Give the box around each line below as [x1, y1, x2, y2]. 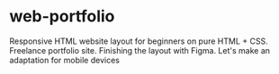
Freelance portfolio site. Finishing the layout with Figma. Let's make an [9, 45, 271, 55]
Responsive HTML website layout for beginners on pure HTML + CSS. [9, 36, 268, 46]
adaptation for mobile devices [9, 54, 120, 65]
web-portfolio [9, 6, 115, 27]
